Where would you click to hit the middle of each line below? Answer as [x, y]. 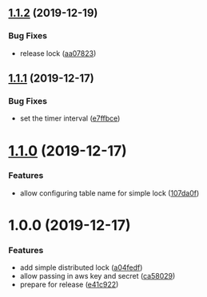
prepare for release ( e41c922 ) [69, 285]
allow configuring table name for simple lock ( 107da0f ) [109, 193]
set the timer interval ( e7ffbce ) [70, 118]
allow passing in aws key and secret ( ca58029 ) [98, 276]
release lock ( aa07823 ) [58, 53]
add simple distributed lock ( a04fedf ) [81, 267]
